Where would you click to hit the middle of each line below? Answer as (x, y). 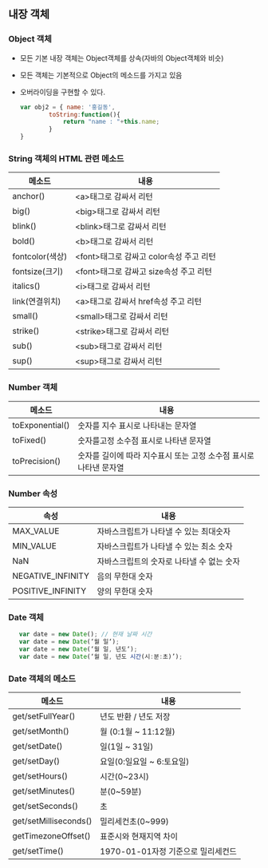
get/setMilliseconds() (52, 821)
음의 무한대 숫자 (125, 576)
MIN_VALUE (35, 545)
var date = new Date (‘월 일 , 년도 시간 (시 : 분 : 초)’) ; (101, 656)
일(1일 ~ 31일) (126, 747)
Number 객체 (33, 387)
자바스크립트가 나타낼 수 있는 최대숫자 (164, 531)
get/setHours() (40, 776)
